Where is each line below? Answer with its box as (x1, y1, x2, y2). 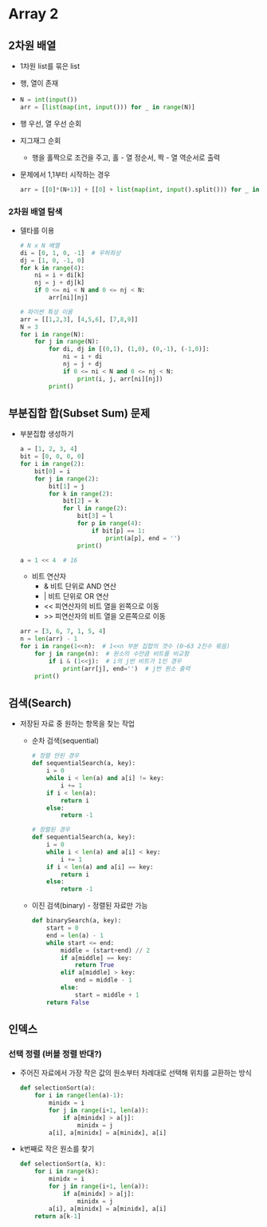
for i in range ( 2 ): (19, 460, 85, 468)
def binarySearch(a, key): (31, 917, 122, 925)
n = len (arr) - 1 (19, 635, 78, 643)
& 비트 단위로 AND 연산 (43, 581, 117, 592)
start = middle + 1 (74, 990, 139, 999)
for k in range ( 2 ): (49, 489, 114, 498)
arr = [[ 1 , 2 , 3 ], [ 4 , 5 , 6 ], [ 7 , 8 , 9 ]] (19, 315, 139, 324)
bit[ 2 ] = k (62, 497, 100, 505)
